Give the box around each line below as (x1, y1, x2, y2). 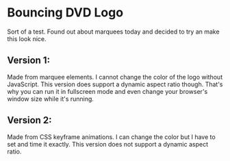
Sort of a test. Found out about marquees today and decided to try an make (7, 27, 220, 36)
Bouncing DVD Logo (7, 5, 124, 21)
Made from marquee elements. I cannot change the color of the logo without (7, 73, 223, 81)
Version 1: (7, 55, 50, 66)
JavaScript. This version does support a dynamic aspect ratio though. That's (7, 80, 223, 88)
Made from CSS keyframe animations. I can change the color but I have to (7, 132, 216, 141)
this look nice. (7, 34, 47, 42)
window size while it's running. (7, 95, 94, 103)
